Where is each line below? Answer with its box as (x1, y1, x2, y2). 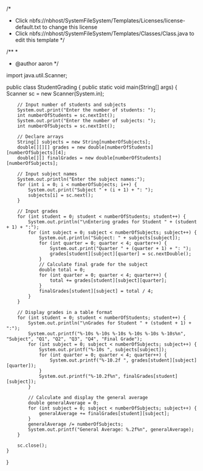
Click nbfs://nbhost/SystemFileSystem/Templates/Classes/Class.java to (15, 30, 194, 37)
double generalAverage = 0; (28, 400, 99, 406)
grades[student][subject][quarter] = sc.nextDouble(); (49, 251, 191, 257)
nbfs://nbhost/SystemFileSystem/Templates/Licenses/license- (29, 17, 185, 24)
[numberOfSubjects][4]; (6, 150, 67, 156)
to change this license (42, 24, 98, 30)
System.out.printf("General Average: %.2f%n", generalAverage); (28, 427, 194, 433)
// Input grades (17, 208, 59, 214)
